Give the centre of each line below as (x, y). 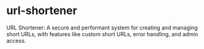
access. (16, 40)
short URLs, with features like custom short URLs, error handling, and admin (102, 34)
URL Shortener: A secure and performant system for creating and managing (102, 28)
